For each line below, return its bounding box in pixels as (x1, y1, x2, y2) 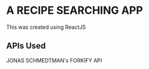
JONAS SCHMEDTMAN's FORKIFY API (6, 56, 102, 64)
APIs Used (6, 41, 46, 51)
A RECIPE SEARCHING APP (6, 4, 143, 17)
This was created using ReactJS (6, 23, 86, 31)
